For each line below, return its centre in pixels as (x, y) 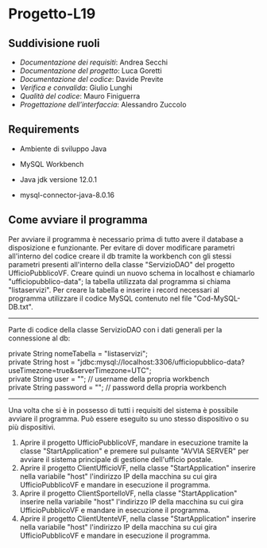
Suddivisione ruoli (54, 43)
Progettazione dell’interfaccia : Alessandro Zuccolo (103, 105)
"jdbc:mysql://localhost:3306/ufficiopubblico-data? (161, 362)
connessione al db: (39, 338)
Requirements (44, 129)
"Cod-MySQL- (217, 298)
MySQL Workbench (52, 164)
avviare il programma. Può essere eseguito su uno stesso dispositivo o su (128, 418)
